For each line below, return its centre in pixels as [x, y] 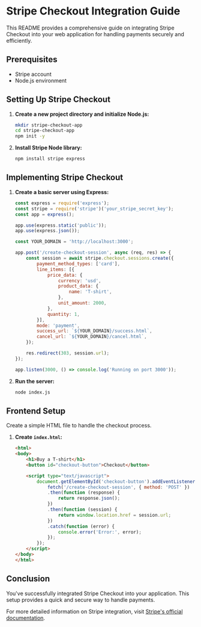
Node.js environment [41, 80]
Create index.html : [39, 437]
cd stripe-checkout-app [45, 131]
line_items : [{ [56, 269]
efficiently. [19, 40]
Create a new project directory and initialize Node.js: [82, 114]
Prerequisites [32, 59]
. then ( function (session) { [82, 510]
